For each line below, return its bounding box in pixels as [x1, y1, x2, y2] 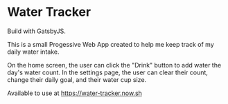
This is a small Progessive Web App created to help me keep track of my [7, 40, 215, 48]
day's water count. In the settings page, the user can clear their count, [7, 68, 208, 76]
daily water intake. [7, 48, 60, 56]
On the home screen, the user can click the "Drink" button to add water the [7, 61, 222, 69]
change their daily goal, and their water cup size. [7, 75, 147, 83]
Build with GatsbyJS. [7, 27, 66, 35]
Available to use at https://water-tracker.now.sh [7, 89, 142, 97]
